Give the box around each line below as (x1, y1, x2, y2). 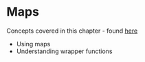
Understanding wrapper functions (16, 47, 113, 55)
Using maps (16, 40, 51, 48)
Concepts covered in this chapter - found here (6, 27, 138, 35)
